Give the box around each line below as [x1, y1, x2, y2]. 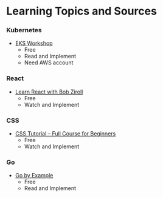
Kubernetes [6, 26, 42, 35]
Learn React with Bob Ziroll [15, 88, 83, 95]
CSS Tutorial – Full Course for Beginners [15, 130, 116, 137]
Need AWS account [24, 59, 74, 66]
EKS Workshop [15, 39, 53, 47]
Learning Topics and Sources [6, 4, 157, 18]
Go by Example [15, 172, 54, 179]
